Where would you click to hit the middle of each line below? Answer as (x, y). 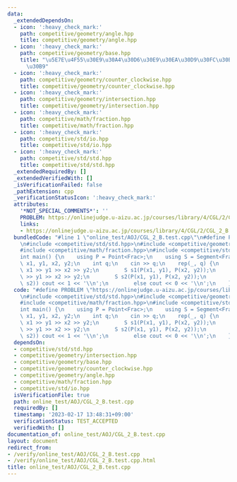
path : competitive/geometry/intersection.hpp (88, 100)
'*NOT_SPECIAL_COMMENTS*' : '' (65, 211)
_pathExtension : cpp (44, 192)
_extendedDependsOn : (44, 20)
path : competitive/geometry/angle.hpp (77, 34)
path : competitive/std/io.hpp (65, 139)
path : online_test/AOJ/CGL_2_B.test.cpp (74, 401)
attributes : (31, 205)
